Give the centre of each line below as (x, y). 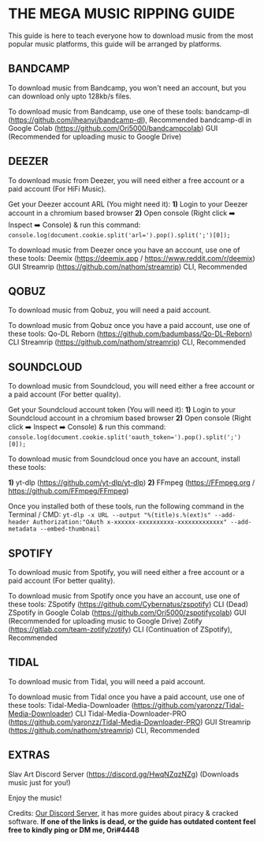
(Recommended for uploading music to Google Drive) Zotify (105, 621)
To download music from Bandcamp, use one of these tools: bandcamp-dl (129, 111)
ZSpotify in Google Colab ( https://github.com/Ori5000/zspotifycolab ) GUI (127, 613)
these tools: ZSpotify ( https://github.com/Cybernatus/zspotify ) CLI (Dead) (128, 604)
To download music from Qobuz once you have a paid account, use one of (129, 326)
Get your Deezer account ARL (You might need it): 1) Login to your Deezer (128, 204)
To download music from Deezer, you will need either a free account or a (126, 180)
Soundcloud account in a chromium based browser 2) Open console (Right (130, 418)
